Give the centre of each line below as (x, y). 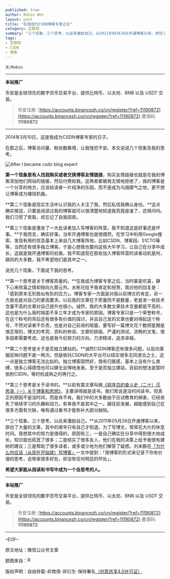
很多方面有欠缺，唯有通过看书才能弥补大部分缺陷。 (58, 410)
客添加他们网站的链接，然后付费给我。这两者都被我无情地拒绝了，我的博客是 (85, 181)
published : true (22, 10)
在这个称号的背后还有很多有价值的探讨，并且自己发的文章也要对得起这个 (80, 319)
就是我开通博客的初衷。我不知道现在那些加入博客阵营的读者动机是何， (92, 253)
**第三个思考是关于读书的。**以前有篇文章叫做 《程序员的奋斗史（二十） (81, 385)
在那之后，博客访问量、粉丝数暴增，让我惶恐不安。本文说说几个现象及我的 (83, 148)
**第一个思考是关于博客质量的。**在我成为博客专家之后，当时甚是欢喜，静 (83, 281)
